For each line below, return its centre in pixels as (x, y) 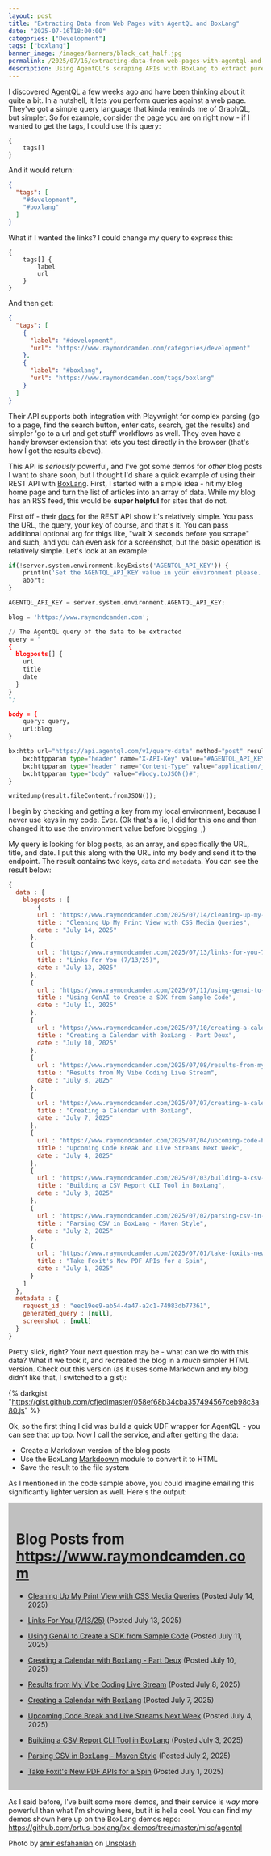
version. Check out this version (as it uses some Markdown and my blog (128, 1369)
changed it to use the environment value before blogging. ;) (107, 828)
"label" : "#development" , (73, 341)
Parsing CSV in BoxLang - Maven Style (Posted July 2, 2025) (129, 1756)
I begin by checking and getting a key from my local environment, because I (134, 811)
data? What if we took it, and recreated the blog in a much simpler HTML (129, 1360)
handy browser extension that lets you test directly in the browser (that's (129, 442)
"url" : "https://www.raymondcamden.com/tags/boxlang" (122, 378)
